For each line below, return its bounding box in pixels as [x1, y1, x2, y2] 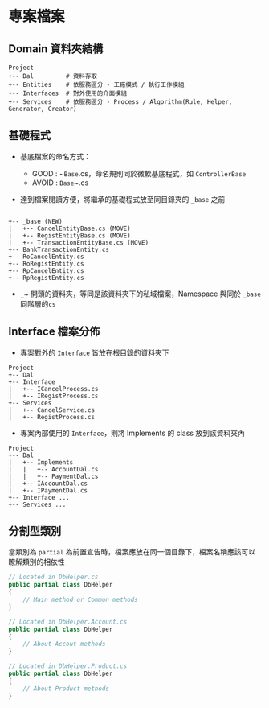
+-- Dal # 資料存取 [8, 72, 98, 80]
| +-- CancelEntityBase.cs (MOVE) [8, 224, 131, 233]
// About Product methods [22, 685, 110, 693]
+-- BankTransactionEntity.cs [8, 245, 110, 253]
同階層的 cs [19, 298, 56, 308]
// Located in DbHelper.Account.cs [8, 617, 128, 626]
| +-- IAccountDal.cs [8, 480, 88, 488]
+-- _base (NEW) [8, 217, 63, 225]
